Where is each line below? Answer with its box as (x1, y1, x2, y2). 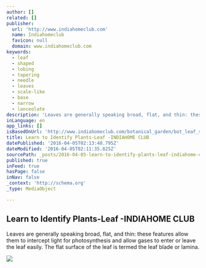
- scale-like (12, 89, 45, 95)
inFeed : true (6, 163, 40, 169)
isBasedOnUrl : (6, 129, 43, 135)
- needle (12, 77, 34, 83)
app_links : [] (6, 123, 43, 129)
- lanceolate (12, 105, 45, 112)
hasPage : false (6, 169, 45, 175)
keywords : (6, 49, 32, 55)
